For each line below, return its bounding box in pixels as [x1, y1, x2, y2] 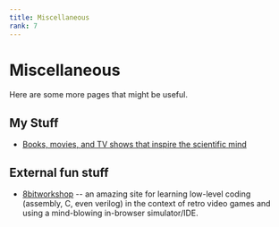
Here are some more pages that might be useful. [9, 89, 188, 100]
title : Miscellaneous [9, 13, 90, 22]
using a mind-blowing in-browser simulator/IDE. [21, 207, 199, 219]
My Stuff [9, 115, 59, 130]
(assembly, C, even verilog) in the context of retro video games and [21, 198, 271, 209]
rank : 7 [9, 21, 38, 30]
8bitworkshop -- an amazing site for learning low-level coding [21, 189, 251, 199]
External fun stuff [9, 164, 109, 180]
